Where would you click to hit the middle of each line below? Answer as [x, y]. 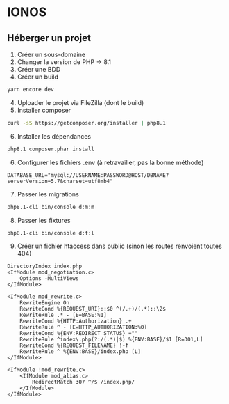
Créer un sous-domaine [51, 54]
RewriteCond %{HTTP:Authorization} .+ [76, 321]
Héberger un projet [49, 38]
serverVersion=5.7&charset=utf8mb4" [60, 181]
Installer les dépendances [54, 136]
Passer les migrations [48, 194]
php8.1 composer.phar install [51, 149]
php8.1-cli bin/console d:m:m [51, 207]
